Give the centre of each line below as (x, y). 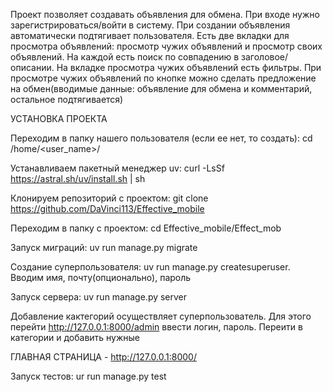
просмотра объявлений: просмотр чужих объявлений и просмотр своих (166, 46)
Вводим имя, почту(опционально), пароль (101, 277)
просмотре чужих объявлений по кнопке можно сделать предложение (163, 78)
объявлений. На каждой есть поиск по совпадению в (125, 57)
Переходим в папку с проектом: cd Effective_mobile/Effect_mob (146, 228)
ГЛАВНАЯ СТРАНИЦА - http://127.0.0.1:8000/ (103, 357)
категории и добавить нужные (75, 337)
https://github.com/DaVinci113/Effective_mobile (107, 208)
